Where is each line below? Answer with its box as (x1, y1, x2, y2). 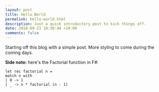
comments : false (5, 30, 39, 35)
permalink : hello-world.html (5, 16, 66, 21)
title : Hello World (5, 12, 46, 17)
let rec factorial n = (5, 69, 52, 74)
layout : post (5, 7, 32, 12)
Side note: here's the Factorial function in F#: (5, 59, 99, 65)
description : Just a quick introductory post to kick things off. (5, 21, 146, 26)
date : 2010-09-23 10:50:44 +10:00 (5, 26, 77, 31)
